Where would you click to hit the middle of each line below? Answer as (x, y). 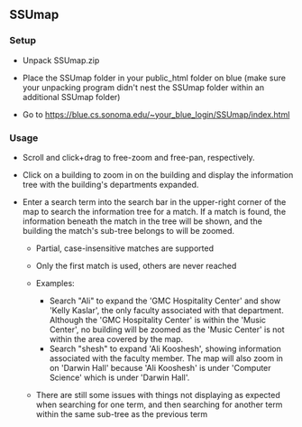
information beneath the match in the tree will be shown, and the (142, 221)
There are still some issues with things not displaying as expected (158, 395)
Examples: (55, 283)
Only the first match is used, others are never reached (136, 265)
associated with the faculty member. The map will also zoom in (166, 358)
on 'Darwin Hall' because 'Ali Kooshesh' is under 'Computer (160, 367)
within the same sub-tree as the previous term (122, 413)
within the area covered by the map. (116, 339)
